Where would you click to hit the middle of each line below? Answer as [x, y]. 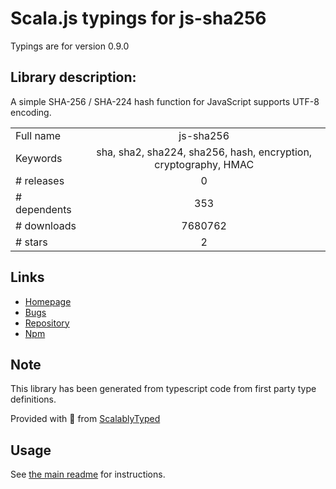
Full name [38, 135]
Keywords [39, 158]
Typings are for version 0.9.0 [70, 46]
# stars [31, 242]
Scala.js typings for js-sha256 [138, 18]
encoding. [31, 112]
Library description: [73, 77]
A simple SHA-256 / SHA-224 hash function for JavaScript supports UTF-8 [165, 101]
